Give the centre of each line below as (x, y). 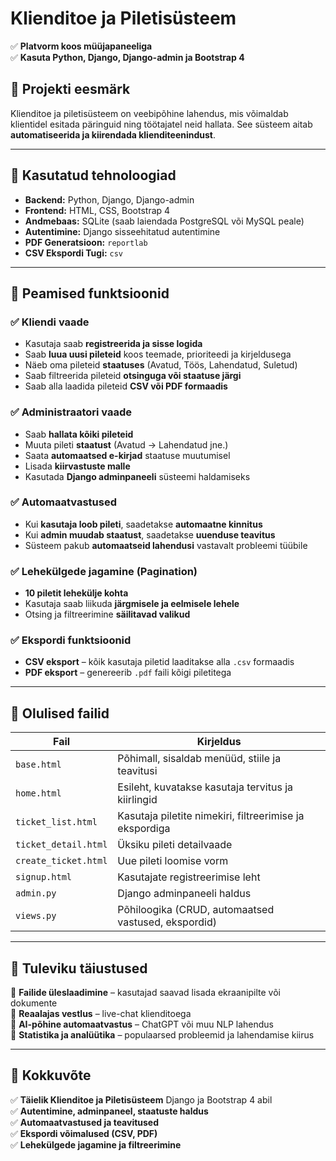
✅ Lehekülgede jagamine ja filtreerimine (96, 1144)
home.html (38, 793)
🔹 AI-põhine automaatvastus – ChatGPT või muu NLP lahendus (142, 1024)
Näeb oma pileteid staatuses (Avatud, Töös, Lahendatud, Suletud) (161, 365)
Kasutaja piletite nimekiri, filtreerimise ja (211, 816)
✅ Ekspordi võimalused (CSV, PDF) (84, 1133)
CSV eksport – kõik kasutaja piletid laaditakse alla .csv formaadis (159, 662)
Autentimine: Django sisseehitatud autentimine (122, 231)
